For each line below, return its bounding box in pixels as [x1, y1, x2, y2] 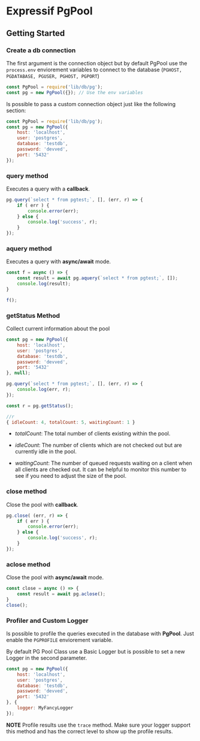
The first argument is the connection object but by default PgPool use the [6, 59, 187, 67]
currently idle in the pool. [14, 448, 77, 455]
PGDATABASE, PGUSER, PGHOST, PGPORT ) [6, 72, 100, 79]
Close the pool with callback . [6, 501, 79, 508]
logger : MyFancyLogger [17, 705, 74, 711]
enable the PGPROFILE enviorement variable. [6, 636, 113, 643]
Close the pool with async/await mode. [6, 574, 104, 581]
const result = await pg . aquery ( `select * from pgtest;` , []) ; [17, 275, 178, 281]
